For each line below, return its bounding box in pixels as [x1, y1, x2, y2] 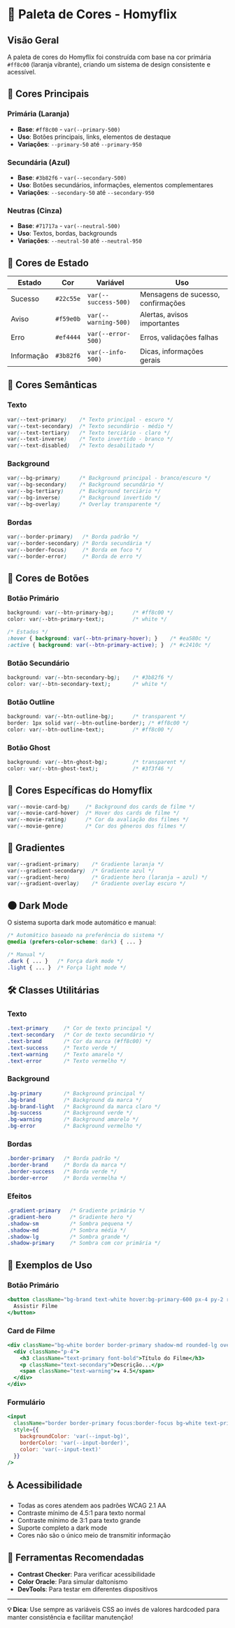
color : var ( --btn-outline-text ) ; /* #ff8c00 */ [7, 726, 173, 733]
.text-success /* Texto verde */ [7, 1044, 117, 1051]
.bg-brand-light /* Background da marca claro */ [7, 1103, 161, 1110]
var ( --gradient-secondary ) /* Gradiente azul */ [7, 867, 155, 874]
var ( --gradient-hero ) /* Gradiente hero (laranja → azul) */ [7, 873, 208, 881]
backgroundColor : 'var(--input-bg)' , [20, 1433, 130, 1440]
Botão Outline [7, 697, 55, 707]
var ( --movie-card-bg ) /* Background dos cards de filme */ [7, 803, 196, 810]
